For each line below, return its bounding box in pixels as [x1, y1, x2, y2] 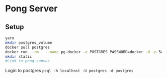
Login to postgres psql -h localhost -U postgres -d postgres [5, 68, 134, 74]
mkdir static [5, 54, 32, 59]
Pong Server [5, 3, 58, 14]
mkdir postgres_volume [5, 40, 52, 45]
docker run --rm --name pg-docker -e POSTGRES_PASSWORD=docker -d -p [5, 49, 157, 54]
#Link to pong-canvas [5, 59, 50, 64]
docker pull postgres [5, 45, 50, 50]
